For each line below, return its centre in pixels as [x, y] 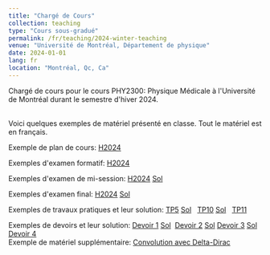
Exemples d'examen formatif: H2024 [69, 163]
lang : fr [23, 61]
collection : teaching [45, 23]
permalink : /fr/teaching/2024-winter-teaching [88, 38]
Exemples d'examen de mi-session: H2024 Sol [86, 178]
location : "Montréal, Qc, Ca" [59, 68]
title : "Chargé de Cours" [51, 16]
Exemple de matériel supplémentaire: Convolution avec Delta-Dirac [119, 242]
